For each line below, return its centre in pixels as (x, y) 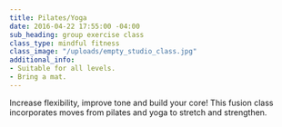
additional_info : (42, 60)
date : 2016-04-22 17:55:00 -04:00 (75, 26)
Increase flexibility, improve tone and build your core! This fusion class (142, 103)
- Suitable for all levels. (63, 69)
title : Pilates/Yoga (49, 18)
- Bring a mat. (38, 77)
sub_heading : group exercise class (77, 34)
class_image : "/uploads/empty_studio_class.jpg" (103, 52)
